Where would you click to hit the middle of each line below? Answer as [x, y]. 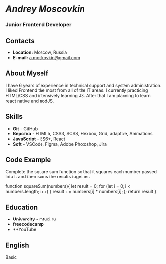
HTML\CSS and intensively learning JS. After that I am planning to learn [78, 95]
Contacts [20, 41]
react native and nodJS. [30, 101]
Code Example [28, 159]
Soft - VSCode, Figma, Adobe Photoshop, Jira [60, 144]
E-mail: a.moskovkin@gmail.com [46, 57]
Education [22, 207]
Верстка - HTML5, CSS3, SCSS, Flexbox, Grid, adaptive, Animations [83, 133]
